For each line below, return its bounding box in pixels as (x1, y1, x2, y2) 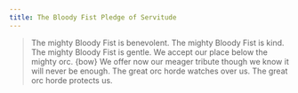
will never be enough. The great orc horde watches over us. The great (30, 66, 288, 76)
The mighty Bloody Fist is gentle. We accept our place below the (30, 46, 269, 58)
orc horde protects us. (30, 74, 113, 85)
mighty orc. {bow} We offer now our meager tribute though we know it (30, 56, 289, 66)
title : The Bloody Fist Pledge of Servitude (9, 12, 177, 22)
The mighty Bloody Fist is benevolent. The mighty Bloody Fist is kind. (30, 37, 285, 48)
